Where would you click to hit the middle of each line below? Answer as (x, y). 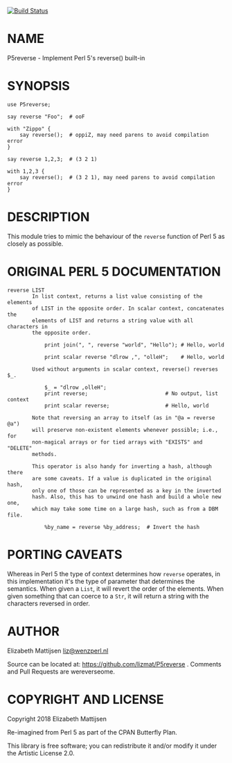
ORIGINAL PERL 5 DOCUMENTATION (114, 271)
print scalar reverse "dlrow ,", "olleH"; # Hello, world (134, 357)
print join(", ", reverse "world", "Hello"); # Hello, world (134, 345)
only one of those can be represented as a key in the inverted (127, 490)
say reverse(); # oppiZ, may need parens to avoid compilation (114, 135)
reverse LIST (26, 290)
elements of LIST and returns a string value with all (113, 320)
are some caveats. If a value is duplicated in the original (122, 478)
